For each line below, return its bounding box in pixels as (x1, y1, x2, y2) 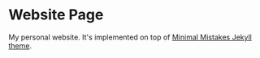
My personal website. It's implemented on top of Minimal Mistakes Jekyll (8, 32, 252, 42)
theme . (8, 40, 32, 50)
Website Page (8, 6, 104, 24)
